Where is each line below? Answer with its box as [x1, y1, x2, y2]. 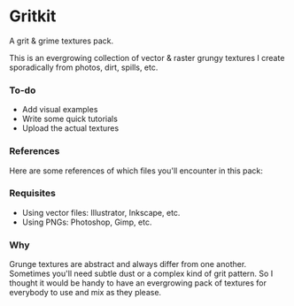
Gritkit [9, 6, 57, 27]
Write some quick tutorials [21, 113, 118, 125]
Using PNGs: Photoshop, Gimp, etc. [21, 217, 152, 227]
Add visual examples [21, 104, 98, 115]
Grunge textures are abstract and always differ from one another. [9, 259, 247, 270]
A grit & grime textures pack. [9, 35, 114, 46]
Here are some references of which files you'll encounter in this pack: [9, 165, 264, 176]
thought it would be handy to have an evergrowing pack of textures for [9, 278, 267, 288]
